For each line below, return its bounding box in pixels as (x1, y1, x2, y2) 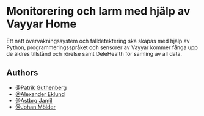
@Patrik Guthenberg (15, 84, 67, 91)
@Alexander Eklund (15, 90, 65, 98)
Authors (6, 68, 38, 78)
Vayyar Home (6, 17, 77, 31)
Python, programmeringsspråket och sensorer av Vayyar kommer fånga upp (6, 44, 199, 51)
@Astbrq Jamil (15, 97, 53, 104)
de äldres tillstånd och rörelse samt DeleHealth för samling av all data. (6, 50, 182, 57)
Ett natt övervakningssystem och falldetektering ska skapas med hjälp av (6, 37, 190, 44)
